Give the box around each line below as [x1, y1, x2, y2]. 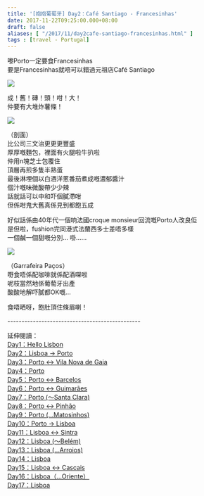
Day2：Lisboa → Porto [7, 349, 73, 357]
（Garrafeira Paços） [7, 262, 69, 270]
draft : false [7, 23, 46, 30]
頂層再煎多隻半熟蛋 [7, 166, 63, 174]
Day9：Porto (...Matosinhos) [7, 411, 90, 419]
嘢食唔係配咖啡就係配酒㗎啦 [7, 270, 88, 279]
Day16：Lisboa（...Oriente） [7, 472, 90, 481]
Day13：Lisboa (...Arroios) [7, 446, 83, 454]
